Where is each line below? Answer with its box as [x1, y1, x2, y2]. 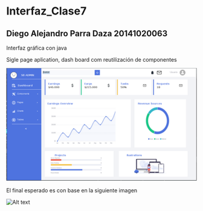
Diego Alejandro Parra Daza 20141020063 [6, 28, 168, 39]
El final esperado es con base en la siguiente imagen [6, 187, 138, 194]
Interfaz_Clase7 [6, 4, 87, 18]
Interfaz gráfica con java [6, 44, 68, 51]
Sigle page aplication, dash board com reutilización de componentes [6, 56, 177, 63]
